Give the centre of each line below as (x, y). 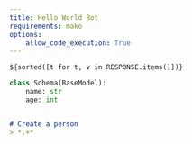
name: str (44, 92)
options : (26, 34)
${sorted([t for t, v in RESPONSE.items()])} (96, 67)
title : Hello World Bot (54, 18)
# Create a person (44, 124)
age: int (42, 100)
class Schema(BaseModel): (58, 83)
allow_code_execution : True (78, 43)
